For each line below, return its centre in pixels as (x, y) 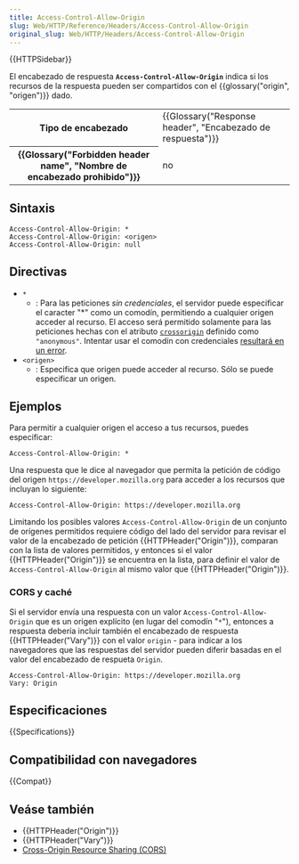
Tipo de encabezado (84, 128)
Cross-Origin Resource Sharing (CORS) (94, 850)
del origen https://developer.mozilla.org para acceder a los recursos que (147, 480)
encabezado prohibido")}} (84, 176)
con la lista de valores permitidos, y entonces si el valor (111, 550)
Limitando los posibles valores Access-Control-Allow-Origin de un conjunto (148, 522)
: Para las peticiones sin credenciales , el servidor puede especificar (160, 303)
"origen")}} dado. (41, 95)
